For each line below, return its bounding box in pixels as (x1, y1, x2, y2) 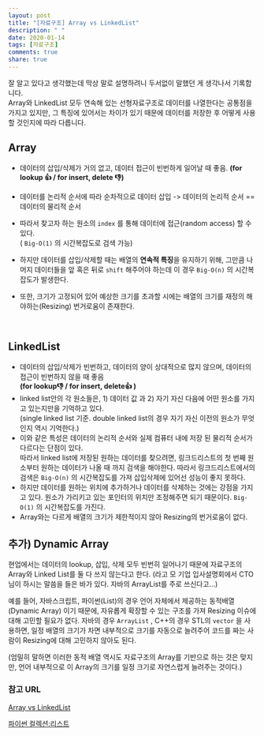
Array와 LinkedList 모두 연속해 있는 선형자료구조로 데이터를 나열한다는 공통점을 (8, 98, 253, 107)
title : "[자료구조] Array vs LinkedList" (8, 19, 139, 27)
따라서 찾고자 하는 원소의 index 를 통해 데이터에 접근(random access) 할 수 (19, 218, 252, 227)
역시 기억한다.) (34, 423, 80, 433)
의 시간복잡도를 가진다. (35, 502, 106, 512)
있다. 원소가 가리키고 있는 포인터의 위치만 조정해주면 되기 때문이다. (28, 492, 232, 501)
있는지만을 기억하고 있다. (28, 404, 105, 413)
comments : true (8, 48, 58, 56)
